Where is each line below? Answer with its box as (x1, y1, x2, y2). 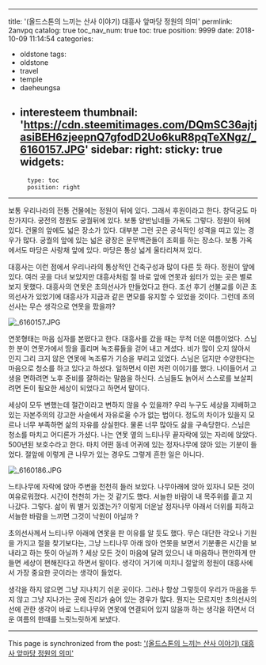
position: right (27, 183, 81, 191)
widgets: (19, 155, 65, 169)
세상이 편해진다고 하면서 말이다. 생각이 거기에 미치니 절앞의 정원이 (22, 557, 226, 567)
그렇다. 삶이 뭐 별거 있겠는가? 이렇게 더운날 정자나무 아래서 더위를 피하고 (31, 501, 255, 511)
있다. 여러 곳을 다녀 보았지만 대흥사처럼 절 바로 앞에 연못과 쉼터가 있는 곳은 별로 (8, 272, 253, 281)
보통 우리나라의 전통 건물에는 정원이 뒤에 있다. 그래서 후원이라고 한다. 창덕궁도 (8, 205, 249, 215)
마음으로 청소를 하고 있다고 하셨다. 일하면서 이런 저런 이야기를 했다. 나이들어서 (8, 363, 249, 373)
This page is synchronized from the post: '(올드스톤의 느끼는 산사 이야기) (8, 638, 240, 648)
